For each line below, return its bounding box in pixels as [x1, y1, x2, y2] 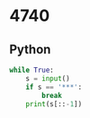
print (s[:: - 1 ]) [25, 99, 83, 109]
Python [9, 42, 51, 57]
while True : [9, 65, 54, 74]
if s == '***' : [25, 83, 83, 92]
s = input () [25, 74, 70, 83]
